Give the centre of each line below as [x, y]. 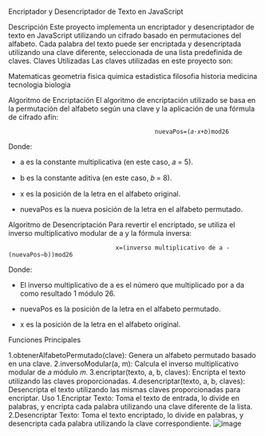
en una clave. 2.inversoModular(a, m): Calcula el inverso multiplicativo [124, 363]
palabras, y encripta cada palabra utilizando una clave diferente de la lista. [131, 407]
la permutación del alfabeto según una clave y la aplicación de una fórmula [132, 108]
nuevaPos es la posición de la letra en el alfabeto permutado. [120, 309]
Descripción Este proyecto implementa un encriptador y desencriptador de [131, 27]
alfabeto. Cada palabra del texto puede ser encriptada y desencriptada [125, 44]
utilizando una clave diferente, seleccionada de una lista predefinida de [125, 52]
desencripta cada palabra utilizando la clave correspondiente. [110, 423]
